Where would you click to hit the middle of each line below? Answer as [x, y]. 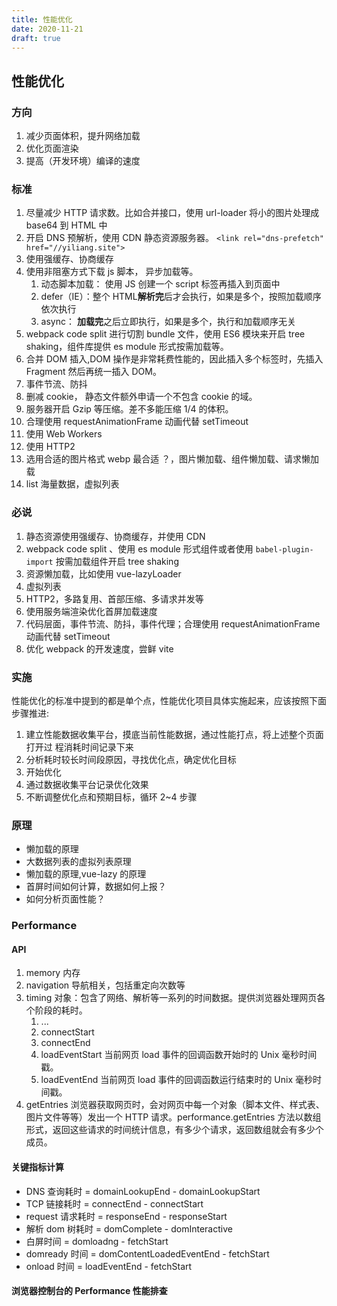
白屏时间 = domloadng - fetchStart [97, 1241]
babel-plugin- [284, 549]
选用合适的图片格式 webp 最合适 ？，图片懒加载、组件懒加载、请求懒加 [172, 459]
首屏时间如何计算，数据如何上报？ [96, 887]
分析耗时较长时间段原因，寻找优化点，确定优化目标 [131, 759]
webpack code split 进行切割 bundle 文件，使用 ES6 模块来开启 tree [165, 334]
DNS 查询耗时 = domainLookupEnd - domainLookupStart [143, 1191]
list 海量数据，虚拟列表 [72, 484]
